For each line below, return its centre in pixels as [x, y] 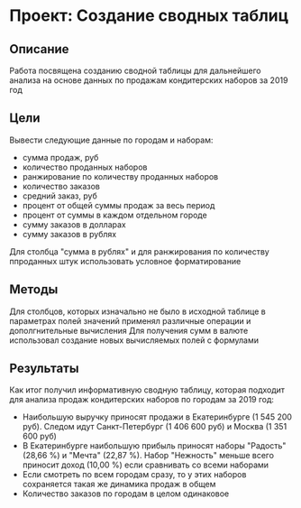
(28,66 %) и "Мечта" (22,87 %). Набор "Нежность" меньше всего [148, 456]
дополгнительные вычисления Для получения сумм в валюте [129, 330]
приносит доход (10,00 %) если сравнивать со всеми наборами [145, 465]
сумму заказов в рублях [69, 234]
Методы [34, 290]
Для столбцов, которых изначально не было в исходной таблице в [137, 311]
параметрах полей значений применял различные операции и [130, 320]
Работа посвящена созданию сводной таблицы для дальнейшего [135, 70]
